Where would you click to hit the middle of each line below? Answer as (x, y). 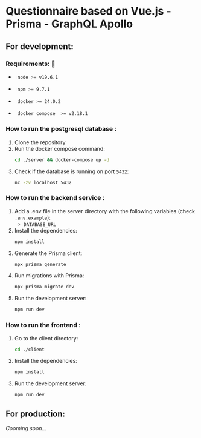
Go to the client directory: (46, 338)
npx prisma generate (40, 264)
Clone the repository (40, 142)
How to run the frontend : (43, 325)
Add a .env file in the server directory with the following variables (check (105, 211)
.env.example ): (32, 217)
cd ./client (29, 350)
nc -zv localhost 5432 (43, 182)
